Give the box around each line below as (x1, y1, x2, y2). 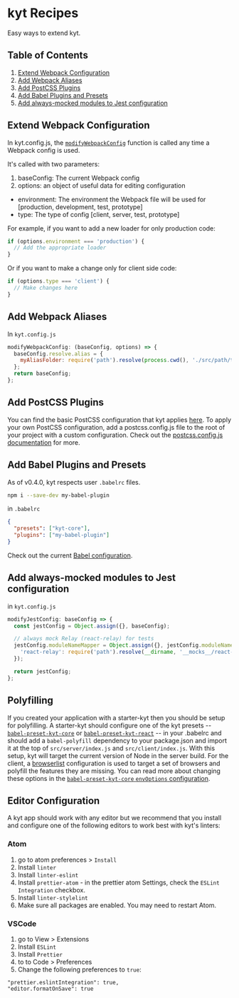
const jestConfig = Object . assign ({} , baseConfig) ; (14, 623, 171, 630)
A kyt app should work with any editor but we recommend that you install (7, 814, 222, 822)
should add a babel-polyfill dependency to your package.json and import (7, 736, 228, 745)
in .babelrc (7, 505, 41, 513)
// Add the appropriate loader (14, 244, 107, 251)
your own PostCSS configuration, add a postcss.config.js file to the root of (7, 423, 225, 431)
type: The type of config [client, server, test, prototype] (17, 210, 180, 218)
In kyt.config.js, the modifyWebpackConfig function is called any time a (7, 138, 210, 147)
